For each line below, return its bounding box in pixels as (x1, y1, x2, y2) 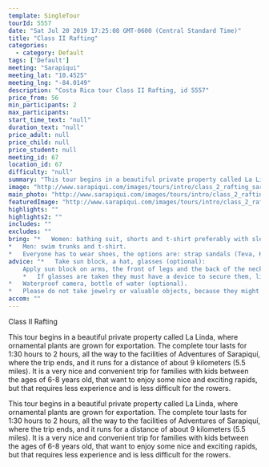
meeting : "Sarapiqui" (8, 64, 81, 72)
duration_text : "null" (8, 123, 84, 131)
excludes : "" (8, 227, 52, 236)
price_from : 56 (8, 94, 59, 102)
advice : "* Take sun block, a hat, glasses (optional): (8, 257, 206, 265)
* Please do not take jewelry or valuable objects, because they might (8, 288, 260, 296)
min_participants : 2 (8, 101, 78, 109)
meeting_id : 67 (8, 153, 59, 161)
